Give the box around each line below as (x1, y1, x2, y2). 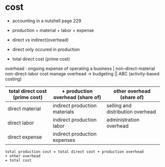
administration (106, 116, 140, 123)
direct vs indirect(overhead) (12, 36, 69, 43)
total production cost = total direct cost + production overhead (5, 149, 144, 154)
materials (53, 108, 75, 115)
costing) (5, 76, 22, 82)
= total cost (5, 158, 32, 163)
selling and (106, 102, 132, 109)
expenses (53, 136, 75, 143)
